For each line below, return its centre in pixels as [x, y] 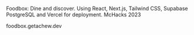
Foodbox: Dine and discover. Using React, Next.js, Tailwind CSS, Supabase [97, 8]
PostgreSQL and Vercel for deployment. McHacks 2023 [74, 15]
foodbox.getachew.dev [34, 26]
